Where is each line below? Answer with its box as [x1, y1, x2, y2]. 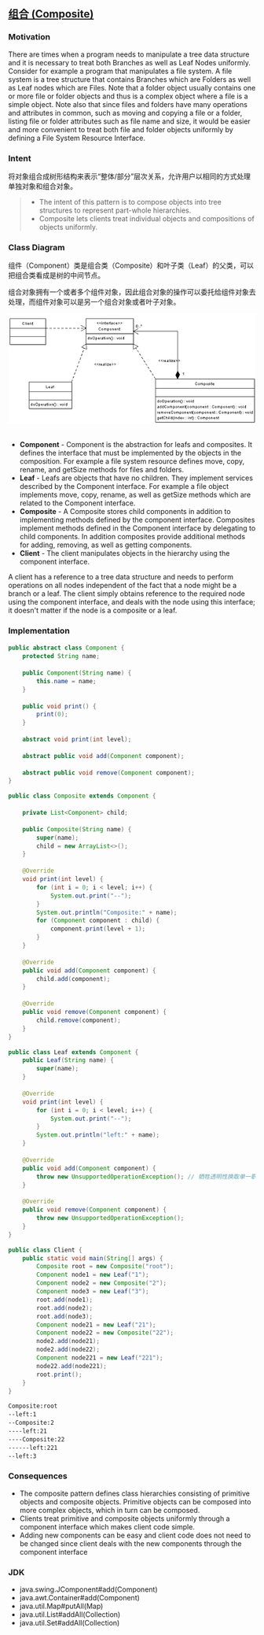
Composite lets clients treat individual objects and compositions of [38, 213, 255, 223]
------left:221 [8, 1444, 58, 1452]
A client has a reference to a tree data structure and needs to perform [8, 572, 234, 582]
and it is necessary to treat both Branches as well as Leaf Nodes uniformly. [8, 57, 251, 67]
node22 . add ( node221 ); [36, 1362, 108, 1370]
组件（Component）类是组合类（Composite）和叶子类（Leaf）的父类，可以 [8, 261, 254, 270]
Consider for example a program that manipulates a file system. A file [8, 66, 233, 76]
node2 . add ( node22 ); [36, 1345, 101, 1354]
